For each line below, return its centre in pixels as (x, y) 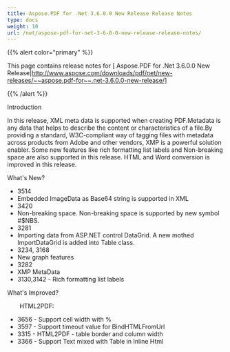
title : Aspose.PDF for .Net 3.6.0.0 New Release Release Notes (100, 13)
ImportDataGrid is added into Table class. (76, 243)
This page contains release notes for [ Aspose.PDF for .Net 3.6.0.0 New (108, 66)
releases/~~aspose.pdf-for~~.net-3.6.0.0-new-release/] (87, 81)
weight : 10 (23, 26)
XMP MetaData (39, 272)
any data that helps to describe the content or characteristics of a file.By (110, 128)
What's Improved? (33, 293)
